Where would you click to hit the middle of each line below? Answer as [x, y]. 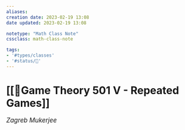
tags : [13, 50]
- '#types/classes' [30, 55]
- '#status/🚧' [24, 61]
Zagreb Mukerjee [32, 120]
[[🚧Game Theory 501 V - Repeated [93, 90]
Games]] [28, 103]
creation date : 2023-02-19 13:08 [48, 17]
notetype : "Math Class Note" [42, 33]
